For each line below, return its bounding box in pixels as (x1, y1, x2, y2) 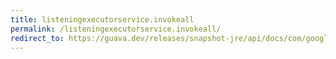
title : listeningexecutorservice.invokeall (10, 14, 195, 25)
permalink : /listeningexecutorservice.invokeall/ (10, 24, 222, 34)
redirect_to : (10, 33, 65, 43)
